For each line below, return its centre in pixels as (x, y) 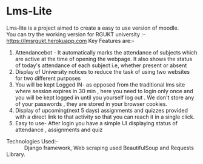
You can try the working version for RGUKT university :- (76, 34)
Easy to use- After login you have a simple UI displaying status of (96, 123)
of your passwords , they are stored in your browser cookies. (91, 103)
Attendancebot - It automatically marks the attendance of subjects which (106, 52)
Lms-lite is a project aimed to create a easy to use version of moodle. (93, 28)
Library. (16, 154)
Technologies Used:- (32, 141)
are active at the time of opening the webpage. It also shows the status (104, 59)
